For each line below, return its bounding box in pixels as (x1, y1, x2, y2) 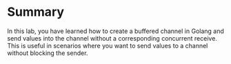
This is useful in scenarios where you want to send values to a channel (7, 41, 208, 50)
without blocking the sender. (7, 49, 88, 57)
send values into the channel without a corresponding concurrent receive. (7, 34, 217, 42)
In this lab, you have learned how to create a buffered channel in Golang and (7, 27, 224, 35)
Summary (7, 4, 64, 20)
